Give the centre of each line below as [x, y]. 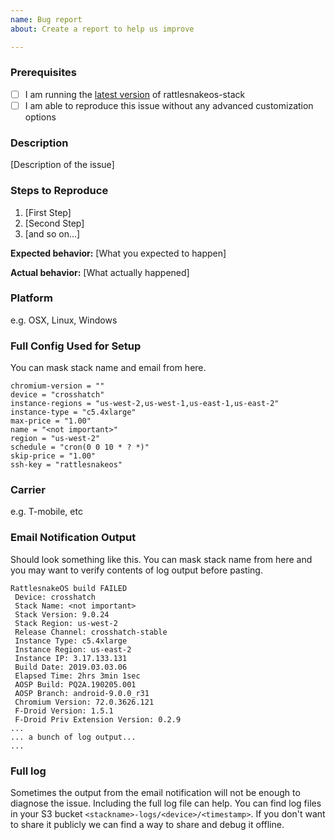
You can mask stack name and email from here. [108, 368]
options [40, 117]
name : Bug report [46, 19]
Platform [31, 298]
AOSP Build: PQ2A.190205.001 [75, 684]
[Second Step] [54, 223]
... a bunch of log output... [73, 737]
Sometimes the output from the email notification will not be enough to [155, 792]
